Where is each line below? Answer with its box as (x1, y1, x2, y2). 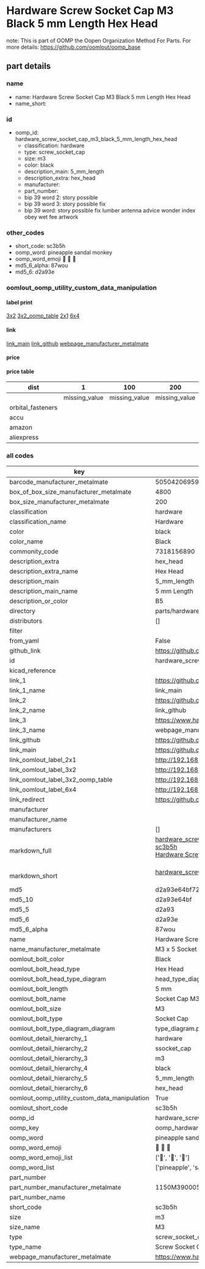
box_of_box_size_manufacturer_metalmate (9, 487, 132, 496)
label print (6, 299, 33, 306)
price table (6, 368, 35, 375)
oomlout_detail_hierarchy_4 (9, 1064, 88, 1072)
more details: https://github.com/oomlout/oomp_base (6, 43, 141, 51)
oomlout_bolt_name (9, 994, 66, 1003)
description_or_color (9, 597, 68, 605)
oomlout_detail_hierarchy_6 (9, 1083, 88, 1092)
